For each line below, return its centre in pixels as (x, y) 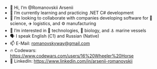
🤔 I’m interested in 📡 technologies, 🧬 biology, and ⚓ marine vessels (78, 30)
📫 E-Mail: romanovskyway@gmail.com (50, 43)
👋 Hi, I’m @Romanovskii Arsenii (41, 8)
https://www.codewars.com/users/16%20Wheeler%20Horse (72, 56)
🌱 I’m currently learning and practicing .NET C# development (72, 13)
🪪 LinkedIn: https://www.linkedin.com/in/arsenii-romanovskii (71, 61)
